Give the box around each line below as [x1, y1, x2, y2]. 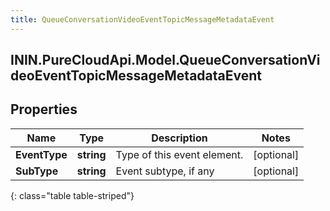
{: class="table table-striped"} [10, 189, 135, 201]
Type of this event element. [115, 147, 244, 161]
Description [151, 131, 208, 145]
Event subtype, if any [115, 164, 215, 178]
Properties [10, 101, 78, 118]
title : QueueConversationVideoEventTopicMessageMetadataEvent [10, 14, 275, 25]
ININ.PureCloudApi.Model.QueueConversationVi [10, 52, 321, 69]
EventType [15, 147, 68, 161]
